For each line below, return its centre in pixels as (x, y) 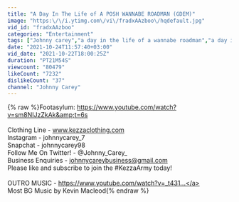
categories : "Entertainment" (51, 34)
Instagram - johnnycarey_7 (46, 138)
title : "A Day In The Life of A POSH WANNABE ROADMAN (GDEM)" (101, 14)
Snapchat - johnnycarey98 (46, 145)
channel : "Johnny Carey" (44, 87)
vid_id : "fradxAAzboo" (41, 27)
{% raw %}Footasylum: (42, 107)
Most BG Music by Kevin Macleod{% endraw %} (78, 191)
